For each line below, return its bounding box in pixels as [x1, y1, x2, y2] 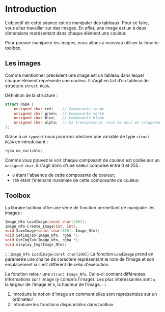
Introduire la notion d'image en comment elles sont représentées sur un [12, 291, 157, 297]
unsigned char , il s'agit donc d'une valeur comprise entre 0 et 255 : [5, 162, 141, 168]
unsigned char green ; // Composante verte [14, 111, 105, 116]
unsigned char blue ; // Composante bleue [14, 116, 105, 121]
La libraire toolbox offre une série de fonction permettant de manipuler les [5, 204, 155, 210]
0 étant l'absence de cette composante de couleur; [12, 172, 115, 178]
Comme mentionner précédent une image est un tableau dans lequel [5, 72, 144, 78]
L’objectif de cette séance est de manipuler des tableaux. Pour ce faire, [5, 20, 149, 26]
